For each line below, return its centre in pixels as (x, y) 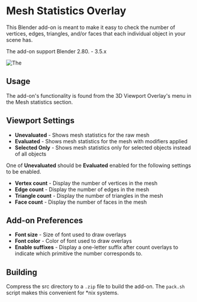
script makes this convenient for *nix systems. (63, 293)
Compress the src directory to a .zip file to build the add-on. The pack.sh (96, 287)
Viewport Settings (41, 121)
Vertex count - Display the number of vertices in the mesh (86, 183)
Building (22, 272)
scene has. (20, 40)
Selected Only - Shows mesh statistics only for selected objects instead (103, 147)
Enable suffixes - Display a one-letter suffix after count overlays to (96, 248)
